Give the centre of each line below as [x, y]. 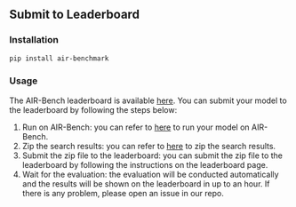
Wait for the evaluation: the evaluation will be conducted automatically [150, 174]
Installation [34, 40]
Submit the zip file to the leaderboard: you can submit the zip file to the [152, 155]
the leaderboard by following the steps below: [93, 109]
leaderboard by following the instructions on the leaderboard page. [145, 164]
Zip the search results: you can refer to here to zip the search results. [149, 146]
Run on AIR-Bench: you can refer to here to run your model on [136, 127]
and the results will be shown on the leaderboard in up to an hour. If [146, 183]
